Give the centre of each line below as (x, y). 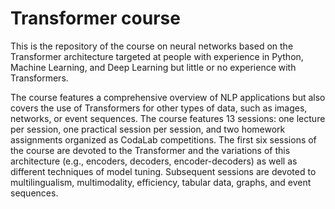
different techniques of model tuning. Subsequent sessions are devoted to (163, 171)
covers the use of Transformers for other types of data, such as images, (159, 108)
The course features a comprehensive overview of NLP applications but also (168, 97)
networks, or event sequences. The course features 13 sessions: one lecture (168, 118)
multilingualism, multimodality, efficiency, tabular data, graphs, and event (161, 182)
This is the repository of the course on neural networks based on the (152, 46)
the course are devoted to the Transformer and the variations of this (150, 150)
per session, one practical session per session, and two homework (148, 129)
